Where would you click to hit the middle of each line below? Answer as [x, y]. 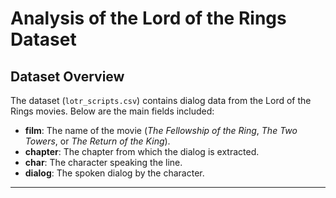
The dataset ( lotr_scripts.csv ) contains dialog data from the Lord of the [161, 100]
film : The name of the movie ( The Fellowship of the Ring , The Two [161, 130]
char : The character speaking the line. [103, 162]
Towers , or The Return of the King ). [97, 141]
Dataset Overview [67, 76]
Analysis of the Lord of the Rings [148, 18]
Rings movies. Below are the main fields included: [112, 111]
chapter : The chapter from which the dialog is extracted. [142, 151]
